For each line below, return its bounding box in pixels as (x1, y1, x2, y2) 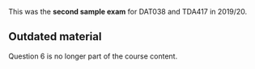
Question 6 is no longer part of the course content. (8, 51, 178, 61)
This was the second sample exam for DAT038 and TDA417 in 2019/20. (8, 7, 248, 16)
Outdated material (8, 30, 102, 43)
